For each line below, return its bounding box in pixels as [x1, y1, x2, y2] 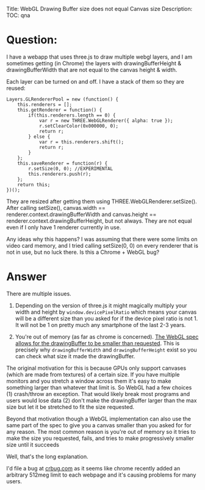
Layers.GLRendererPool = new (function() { [6, 96, 119, 103]
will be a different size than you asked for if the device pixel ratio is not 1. [15, 314, 198, 322]
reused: [6, 84, 26, 92]
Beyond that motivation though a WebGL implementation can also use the [6, 415, 191, 422]
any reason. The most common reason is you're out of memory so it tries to [6, 428, 196, 435]
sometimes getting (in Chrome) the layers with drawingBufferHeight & [6, 59, 182, 67]
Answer [6, 270, 47, 284]
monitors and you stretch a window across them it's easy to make [6, 377, 171, 384]
